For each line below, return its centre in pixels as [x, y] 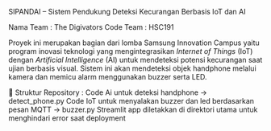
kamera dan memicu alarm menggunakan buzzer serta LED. [108, 77]
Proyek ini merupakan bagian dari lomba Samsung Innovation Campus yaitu [134, 43]
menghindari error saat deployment [67, 118]
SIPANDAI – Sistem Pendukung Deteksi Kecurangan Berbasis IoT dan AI [127, 12]
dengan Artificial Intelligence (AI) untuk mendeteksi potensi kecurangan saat [135, 60]
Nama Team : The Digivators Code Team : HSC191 [91, 27]
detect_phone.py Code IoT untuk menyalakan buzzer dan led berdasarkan [131, 101]
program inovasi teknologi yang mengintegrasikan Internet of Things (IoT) [131, 51]
